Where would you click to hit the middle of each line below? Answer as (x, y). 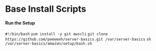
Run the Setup (20, 23)
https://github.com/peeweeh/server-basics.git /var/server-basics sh (78, 39)
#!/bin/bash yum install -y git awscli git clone (57, 34)
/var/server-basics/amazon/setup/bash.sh (49, 44)
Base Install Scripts (46, 9)
